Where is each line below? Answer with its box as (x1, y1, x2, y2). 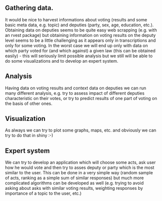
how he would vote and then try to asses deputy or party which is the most (5, 165, 155, 170)
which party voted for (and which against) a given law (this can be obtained (5, 48, 156, 53)
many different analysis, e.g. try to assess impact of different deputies (5, 90, 145, 96)
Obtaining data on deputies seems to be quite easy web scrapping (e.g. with (5, 27, 157, 33)
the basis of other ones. (5, 100, 53, 106)
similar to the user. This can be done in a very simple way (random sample (5, 170, 153, 176)
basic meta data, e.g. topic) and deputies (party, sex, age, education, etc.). (5, 22, 154, 28)
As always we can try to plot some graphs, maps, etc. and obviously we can (5, 127, 156, 133)
